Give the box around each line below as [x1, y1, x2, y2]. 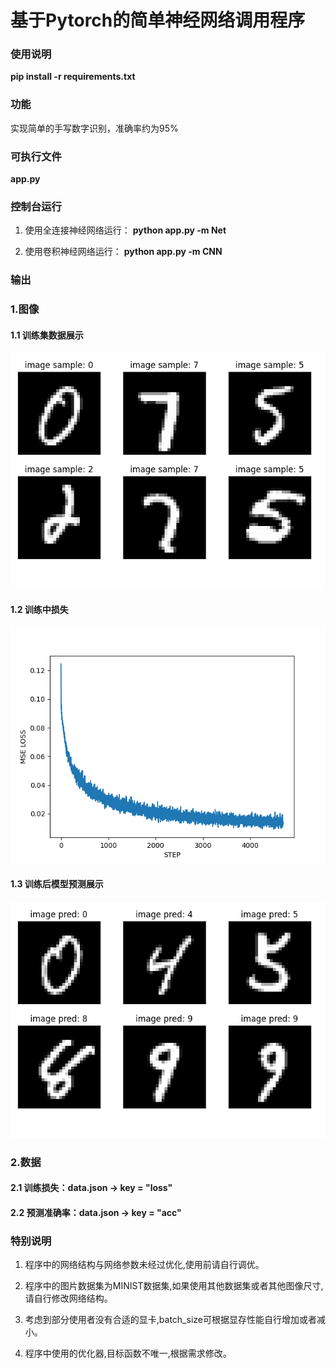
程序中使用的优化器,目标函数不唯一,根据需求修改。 [24, 1347, 232, 1360]
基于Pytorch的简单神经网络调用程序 [10, 9, 306, 32]
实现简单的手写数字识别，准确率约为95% [10, 122, 179, 134]
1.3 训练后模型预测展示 [10, 878, 104, 890]
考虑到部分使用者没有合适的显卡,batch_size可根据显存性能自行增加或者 [24, 1314, 317, 1326]
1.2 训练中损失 [10, 604, 69, 616]
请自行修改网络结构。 [24, 1292, 113, 1305]
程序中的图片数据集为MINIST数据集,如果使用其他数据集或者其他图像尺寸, [24, 1280, 324, 1292]
